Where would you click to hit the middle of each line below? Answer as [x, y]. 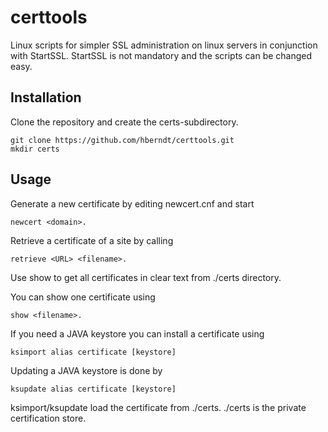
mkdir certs [35, 149]
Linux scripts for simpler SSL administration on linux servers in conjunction [164, 45]
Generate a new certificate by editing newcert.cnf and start [132, 203]
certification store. [48, 418]
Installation [46, 97]
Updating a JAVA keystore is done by [86, 370]
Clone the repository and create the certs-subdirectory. [124, 122]
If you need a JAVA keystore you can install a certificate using [137, 333]
